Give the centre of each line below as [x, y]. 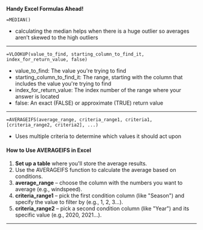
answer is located [37, 97]
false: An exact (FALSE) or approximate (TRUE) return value [89, 103]
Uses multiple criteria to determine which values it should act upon [98, 136]
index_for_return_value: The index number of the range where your [98, 90]
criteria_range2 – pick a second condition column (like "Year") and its [102, 209]
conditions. [29, 176]
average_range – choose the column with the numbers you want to [99, 183]
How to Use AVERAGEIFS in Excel [49, 150]
